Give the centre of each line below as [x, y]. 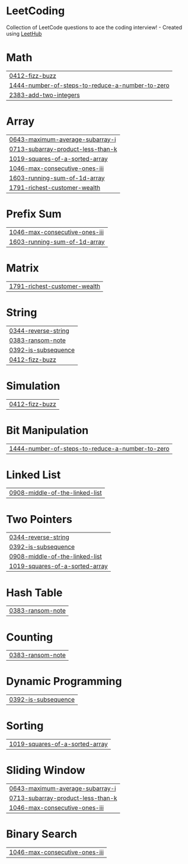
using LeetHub [24, 33]
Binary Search [42, 834]
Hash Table [34, 593]
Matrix [23, 268]
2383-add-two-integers [44, 95]
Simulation [33, 386]
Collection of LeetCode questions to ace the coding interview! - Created [94, 27]
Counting [30, 637]
